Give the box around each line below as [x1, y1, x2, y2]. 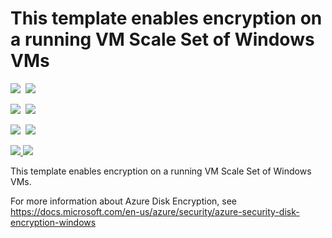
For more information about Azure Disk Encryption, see [10, 195, 237, 207]
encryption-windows [10, 216, 97, 228]
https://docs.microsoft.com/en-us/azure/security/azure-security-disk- [10, 205, 300, 217]
